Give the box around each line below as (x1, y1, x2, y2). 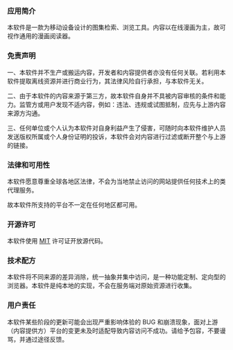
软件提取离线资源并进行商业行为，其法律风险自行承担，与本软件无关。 (7, 76, 208, 85)
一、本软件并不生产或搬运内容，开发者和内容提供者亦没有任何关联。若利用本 (7, 68, 226, 76)
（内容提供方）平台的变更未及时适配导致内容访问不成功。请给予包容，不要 (7, 326, 220, 335)
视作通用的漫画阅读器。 (7, 32, 74, 40)
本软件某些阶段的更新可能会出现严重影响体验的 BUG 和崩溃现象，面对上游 (7, 317, 218, 326)
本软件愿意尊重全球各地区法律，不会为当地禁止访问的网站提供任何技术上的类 (7, 177, 226, 185)
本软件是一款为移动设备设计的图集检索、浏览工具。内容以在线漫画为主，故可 (7, 23, 226, 32)
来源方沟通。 (7, 109, 44, 117)
